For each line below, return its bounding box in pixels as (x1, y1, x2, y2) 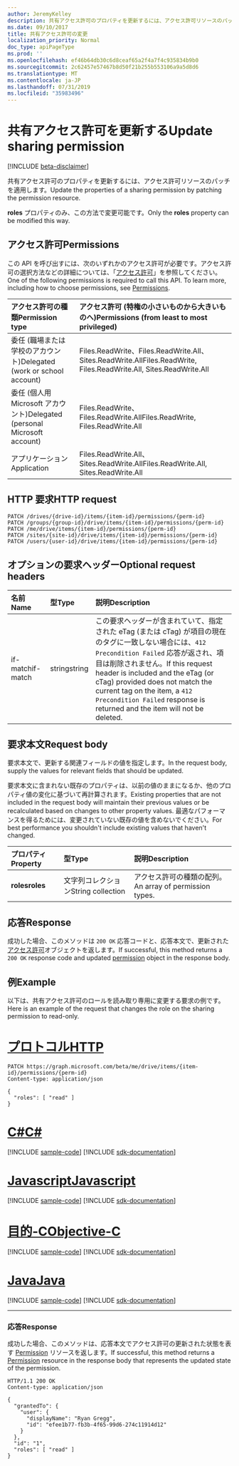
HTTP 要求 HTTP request (7, 493, 117, 506)
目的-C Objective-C (7, 1223, 121, 1239)
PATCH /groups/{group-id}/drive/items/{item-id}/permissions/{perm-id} (7, 519, 224, 526)
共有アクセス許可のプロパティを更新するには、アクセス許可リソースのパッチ (7, 177, 231, 185)
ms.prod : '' (7, 51, 43, 58)
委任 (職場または (11, 335, 66, 345)
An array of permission (134, 882, 211, 892)
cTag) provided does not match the (95, 676, 213, 686)
